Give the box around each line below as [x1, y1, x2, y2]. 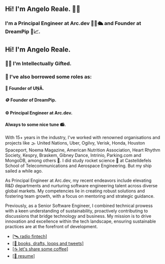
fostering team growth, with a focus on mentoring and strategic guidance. [5, 193, 155, 199]
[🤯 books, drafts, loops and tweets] [12, 240, 84, 246]
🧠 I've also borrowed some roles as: [5, 73, 92, 80]
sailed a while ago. [5, 168, 43, 174]
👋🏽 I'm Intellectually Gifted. [5, 60, 72, 67]
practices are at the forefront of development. [5, 223, 98, 229]
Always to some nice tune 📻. [5, 121, 66, 127]
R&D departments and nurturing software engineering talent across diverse [5, 182, 158, 188]
